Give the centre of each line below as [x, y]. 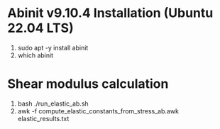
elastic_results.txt [43, 118]
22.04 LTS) [40, 28]
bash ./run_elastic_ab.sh [53, 103]
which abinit [35, 55]
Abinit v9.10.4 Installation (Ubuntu [110, 13]
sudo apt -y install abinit [53, 47]
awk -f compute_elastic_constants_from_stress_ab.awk [98, 111]
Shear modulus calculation [88, 84]
